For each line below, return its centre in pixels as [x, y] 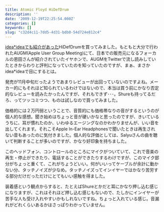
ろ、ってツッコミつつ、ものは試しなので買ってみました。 [63, 100]
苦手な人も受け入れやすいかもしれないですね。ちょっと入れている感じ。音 [80, 199]
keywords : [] [18, 28]
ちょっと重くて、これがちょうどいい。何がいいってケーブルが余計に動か [86, 164]
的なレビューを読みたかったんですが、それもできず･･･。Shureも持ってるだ [80, 94]
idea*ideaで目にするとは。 [32, 71]
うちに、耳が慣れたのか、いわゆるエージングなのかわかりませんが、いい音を [82, 123]
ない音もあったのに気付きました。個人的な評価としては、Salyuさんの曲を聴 [81, 135]
